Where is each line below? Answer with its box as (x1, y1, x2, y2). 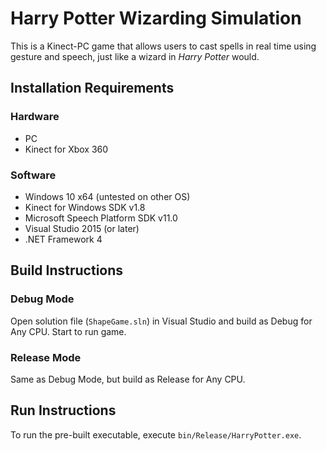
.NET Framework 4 (24, 233, 103, 245)
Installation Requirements (10, 80, 175, 97)
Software (10, 168, 57, 182)
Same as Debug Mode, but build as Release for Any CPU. (10, 373, 246, 385)
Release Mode (10, 350, 82, 364)
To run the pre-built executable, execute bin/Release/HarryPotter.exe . (10, 428, 302, 441)
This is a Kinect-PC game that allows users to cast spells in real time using (10, 40, 317, 52)
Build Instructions (10, 262, 124, 279)
